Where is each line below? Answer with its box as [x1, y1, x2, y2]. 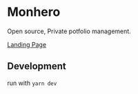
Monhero [7, 4, 61, 20]
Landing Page [7, 40, 47, 48]
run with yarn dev [7, 79, 57, 87]
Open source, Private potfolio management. [7, 27, 131, 35]
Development [7, 60, 67, 73]
